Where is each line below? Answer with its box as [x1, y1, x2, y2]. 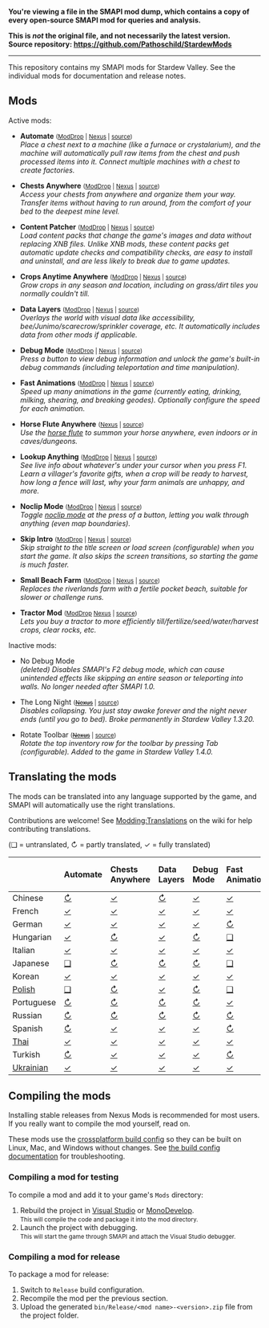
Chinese [12, 892, 44, 903]
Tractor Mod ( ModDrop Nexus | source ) [19, 608, 138, 617]
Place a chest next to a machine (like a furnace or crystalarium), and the [19, 140, 261, 149]
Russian [12, 1009, 42, 1020]
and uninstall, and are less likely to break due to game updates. [19, 256, 231, 266]
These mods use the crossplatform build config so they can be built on [8, 1135, 242, 1144]
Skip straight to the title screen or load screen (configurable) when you [19, 542, 255, 552]
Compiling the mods [8, 1090, 111, 1103]
